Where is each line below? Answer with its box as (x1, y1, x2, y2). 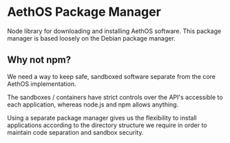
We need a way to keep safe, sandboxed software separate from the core (7, 72, 216, 80)
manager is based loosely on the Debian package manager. (7, 34, 176, 42)
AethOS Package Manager (7, 4, 162, 20)
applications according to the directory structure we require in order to (7, 121, 208, 129)
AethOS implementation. (7, 80, 76, 88)
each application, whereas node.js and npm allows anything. (7, 100, 179, 109)
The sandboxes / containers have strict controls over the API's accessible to (7, 93, 223, 101)
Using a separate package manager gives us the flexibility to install (7, 113, 198, 122)
